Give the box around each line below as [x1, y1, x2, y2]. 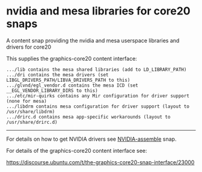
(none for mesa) [6, 98, 47, 104]
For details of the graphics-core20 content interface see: [6, 147, 147, 154]
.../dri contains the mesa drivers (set [6, 72, 109, 78]
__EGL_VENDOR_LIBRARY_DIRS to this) [6, 87, 98, 94]
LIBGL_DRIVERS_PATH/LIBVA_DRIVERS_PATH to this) [6, 77, 130, 83]
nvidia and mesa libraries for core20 [6, 4, 191, 18]
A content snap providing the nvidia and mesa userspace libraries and [6, 37, 180, 44]
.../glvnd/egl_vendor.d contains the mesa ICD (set [6, 82, 138, 88]
